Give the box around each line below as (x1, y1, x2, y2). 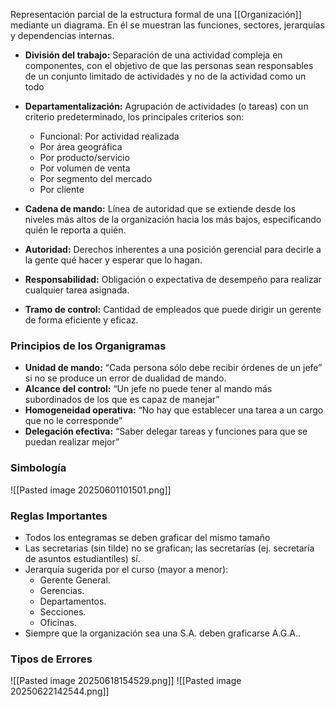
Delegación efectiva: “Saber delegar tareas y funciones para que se (24, 425, 308, 438)
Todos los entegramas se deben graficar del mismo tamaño (24, 531, 271, 543)
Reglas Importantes (10, 509, 108, 523)
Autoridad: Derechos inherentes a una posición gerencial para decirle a (24, 244, 322, 255)
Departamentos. (39, 595, 107, 607)
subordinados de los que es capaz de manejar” (24, 394, 220, 406)
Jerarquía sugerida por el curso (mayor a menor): (24, 563, 229, 575)
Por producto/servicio (39, 152, 130, 163)
